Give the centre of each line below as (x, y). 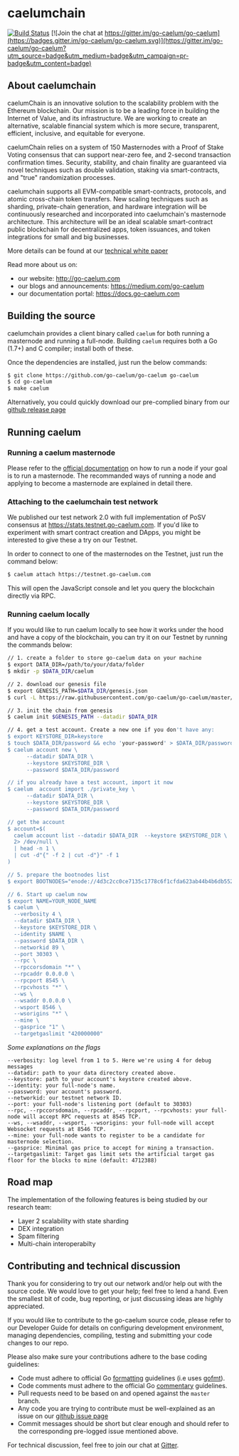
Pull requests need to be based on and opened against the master (114, 1393)
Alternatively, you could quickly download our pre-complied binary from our (118, 402)
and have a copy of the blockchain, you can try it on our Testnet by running (117, 638)
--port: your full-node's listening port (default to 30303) (100, 1104)
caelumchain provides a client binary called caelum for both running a (108, 333)
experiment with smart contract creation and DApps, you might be (104, 533)
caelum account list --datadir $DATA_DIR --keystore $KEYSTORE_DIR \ (121, 835)
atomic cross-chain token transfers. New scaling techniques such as (108, 199)
